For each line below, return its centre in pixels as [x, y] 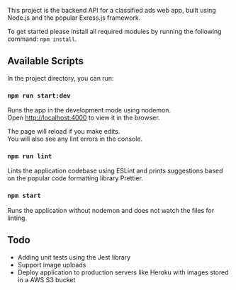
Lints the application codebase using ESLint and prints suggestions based [115, 171]
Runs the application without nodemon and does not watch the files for [111, 210]
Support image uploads [52, 265]
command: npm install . [42, 39]
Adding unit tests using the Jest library [74, 257]
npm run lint [30, 156]
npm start [24, 196]
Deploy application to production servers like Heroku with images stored [123, 272]
